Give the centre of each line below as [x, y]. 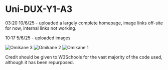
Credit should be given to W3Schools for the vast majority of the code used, [84, 57]
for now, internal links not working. [41, 28]
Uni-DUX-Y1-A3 [39, 9]
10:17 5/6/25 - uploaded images [38, 38]
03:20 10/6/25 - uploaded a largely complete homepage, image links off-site [84, 23]
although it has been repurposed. [40, 62]
